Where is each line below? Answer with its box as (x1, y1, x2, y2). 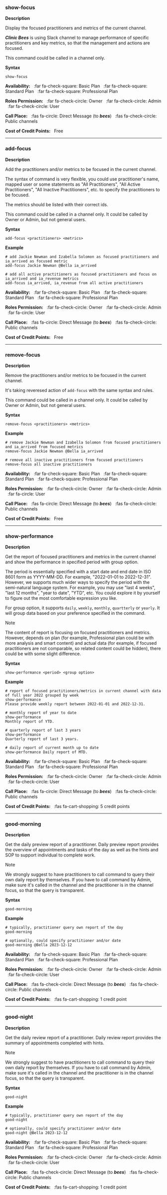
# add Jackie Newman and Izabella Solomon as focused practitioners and (5, 254, 159, 259)
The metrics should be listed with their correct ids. (5, 201, 108, 207)
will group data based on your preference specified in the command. (5, 610, 146, 616)
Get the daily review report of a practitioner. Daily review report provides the (5, 1034, 162, 1040)
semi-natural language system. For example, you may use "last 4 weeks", (5, 585, 156, 591)
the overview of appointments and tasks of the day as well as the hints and (5, 847, 159, 853)
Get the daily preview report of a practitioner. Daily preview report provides (5, 841, 159, 847)
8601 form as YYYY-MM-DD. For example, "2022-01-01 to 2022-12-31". (5, 574, 152, 580)
